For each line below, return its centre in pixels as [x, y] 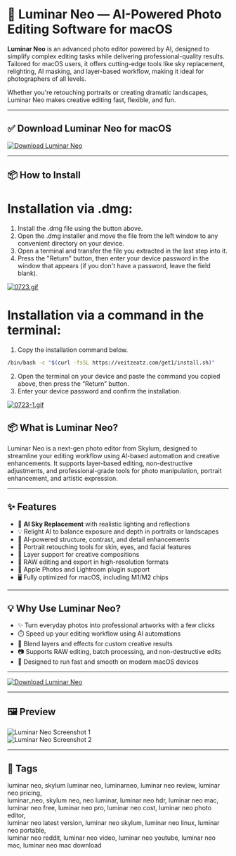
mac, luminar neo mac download [54, 845]
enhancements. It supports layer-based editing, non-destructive [100, 463]
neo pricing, [25, 793]
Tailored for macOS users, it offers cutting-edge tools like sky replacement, [116, 63]
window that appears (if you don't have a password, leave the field [114, 266]
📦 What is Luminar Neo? [63, 428]
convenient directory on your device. [71, 244]
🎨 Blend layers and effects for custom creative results [95, 644]
